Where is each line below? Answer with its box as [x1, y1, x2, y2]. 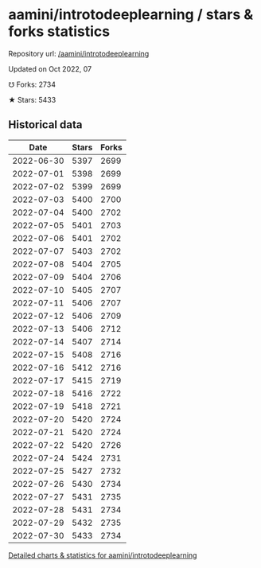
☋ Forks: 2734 [8, 80, 56, 89]
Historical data [8, 118, 83, 132]
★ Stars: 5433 [8, 95, 56, 104]
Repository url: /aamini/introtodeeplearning [8, 49, 150, 58]
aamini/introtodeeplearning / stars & [8, 6, 254, 24]
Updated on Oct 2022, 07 [8, 64, 92, 73]
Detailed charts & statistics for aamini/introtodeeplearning [8, 550, 197, 560]
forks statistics [8, 22, 110, 41]
